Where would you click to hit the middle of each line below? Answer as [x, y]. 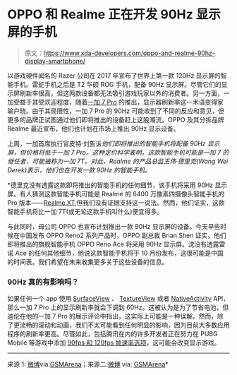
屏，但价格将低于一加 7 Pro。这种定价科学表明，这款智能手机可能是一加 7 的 [118, 152]
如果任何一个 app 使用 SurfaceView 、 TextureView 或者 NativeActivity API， [119, 299]
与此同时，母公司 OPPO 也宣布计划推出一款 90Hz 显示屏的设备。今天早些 [114, 226]
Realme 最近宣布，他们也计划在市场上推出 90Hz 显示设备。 [93, 129]
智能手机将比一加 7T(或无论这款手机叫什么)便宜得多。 [85, 211]
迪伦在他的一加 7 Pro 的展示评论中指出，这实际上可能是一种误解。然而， [113, 316]
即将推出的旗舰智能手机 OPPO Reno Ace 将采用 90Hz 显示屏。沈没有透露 [114, 244]
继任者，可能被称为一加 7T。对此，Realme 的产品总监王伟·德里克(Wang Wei [118, 161]
